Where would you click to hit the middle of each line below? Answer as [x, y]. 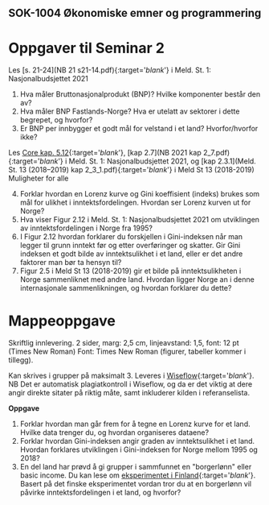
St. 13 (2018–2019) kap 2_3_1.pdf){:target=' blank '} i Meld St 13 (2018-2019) [131, 170]
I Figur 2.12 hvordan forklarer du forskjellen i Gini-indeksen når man [131, 237]
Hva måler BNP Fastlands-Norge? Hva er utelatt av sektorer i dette [130, 111]
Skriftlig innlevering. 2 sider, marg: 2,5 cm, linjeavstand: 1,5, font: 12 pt [124, 343]
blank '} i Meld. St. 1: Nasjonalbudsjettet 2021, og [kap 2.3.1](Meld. [148, 161]
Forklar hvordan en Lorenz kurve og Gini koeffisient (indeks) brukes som [140, 194]
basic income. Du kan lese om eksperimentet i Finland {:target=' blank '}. [138, 475]
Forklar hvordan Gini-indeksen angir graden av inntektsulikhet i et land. [137, 441]
